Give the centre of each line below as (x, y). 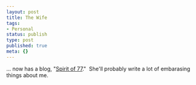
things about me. (27, 75)
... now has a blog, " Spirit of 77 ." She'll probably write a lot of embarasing (98, 69)
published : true (27, 46)
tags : (13, 23)
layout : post (23, 12)
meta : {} (17, 52)
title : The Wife (27, 18)
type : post (20, 40)
